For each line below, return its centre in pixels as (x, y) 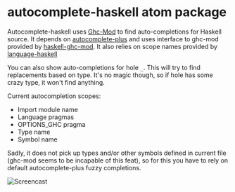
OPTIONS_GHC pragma (51, 124)
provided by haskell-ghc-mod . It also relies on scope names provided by (113, 46)
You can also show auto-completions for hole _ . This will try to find (104, 67)
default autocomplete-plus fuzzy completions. (74, 167)
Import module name (48, 109)
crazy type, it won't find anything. (56, 82)
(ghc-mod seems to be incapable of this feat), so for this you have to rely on (118, 160)
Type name (34, 132)
